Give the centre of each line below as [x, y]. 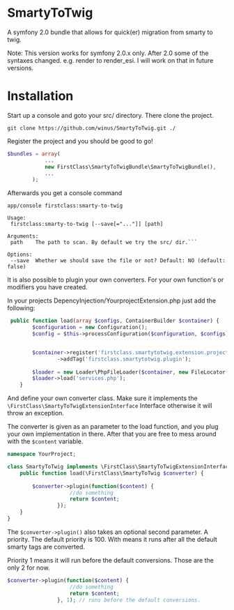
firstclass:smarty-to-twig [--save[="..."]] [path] [87, 224]
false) [17, 267]
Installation [40, 96]
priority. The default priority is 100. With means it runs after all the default [112, 539]
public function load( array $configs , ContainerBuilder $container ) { [115, 321]
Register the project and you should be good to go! [80, 141]
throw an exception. [36, 413]
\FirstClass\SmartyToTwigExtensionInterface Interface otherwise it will [110, 406]
